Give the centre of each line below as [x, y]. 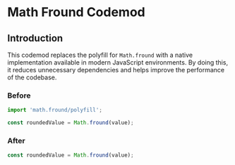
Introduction [35, 38]
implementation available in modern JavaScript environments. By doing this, [117, 62]
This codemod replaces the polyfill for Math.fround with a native [100, 55]
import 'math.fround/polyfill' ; [55, 110]
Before [19, 95]
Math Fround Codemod [77, 12]
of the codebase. [32, 77]
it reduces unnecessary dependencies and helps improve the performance [116, 70]
